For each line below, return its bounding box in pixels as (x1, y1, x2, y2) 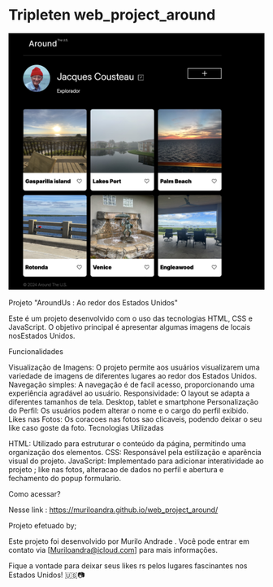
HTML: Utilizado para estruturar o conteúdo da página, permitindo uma (8, 439, 246, 449)
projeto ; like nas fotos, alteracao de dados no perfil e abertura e (8, 465, 224, 475)
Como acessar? (8, 489, 61, 499)
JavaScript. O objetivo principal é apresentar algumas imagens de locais (8, 322, 251, 332)
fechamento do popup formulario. (8, 474, 122, 484)
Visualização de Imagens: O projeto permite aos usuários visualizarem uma (8, 362, 260, 372)
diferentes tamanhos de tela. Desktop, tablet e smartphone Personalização (8, 397, 258, 407)
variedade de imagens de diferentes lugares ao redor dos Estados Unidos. (8, 371, 258, 381)
